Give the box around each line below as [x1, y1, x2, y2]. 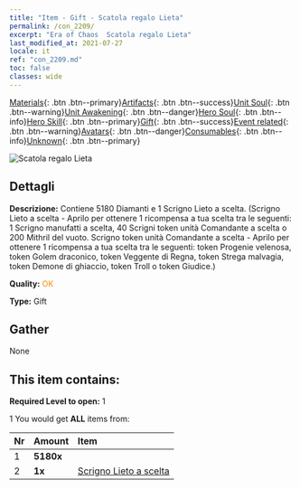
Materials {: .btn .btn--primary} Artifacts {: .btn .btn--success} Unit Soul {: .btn [9, 97, 291, 108]
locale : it [9, 47, 51, 56]
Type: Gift [9, 296, 47, 306]
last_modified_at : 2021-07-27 [9, 38, 124, 48]
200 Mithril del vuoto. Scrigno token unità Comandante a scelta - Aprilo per [9, 231, 290, 242]
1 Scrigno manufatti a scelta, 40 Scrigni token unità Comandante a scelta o [9, 222, 287, 233]
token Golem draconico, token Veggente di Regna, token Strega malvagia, [9, 250, 285, 262]
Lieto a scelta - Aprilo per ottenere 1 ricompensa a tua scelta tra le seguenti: [9, 212, 292, 223]
